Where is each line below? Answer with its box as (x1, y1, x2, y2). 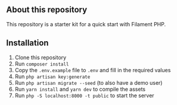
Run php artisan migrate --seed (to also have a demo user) (14, 79, 163, 86)
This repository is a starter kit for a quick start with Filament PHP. (6, 20, 166, 27)
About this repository (6, 5, 88, 15)
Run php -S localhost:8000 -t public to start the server (14, 92, 154, 99)
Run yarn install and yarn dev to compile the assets (14, 85, 146, 92)
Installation (6, 38, 49, 48)
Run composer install (14, 60, 69, 67)
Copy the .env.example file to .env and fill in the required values (14, 66, 171, 73)
